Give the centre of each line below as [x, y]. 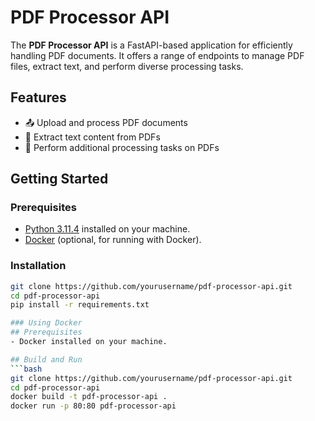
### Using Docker [46, 323]
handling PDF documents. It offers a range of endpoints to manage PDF [157, 55]
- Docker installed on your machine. [89, 342]
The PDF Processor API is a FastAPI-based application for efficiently [151, 45]
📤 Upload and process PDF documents [106, 122]
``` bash [26, 369]
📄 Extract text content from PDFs [92, 137]
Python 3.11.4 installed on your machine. [107, 229]
